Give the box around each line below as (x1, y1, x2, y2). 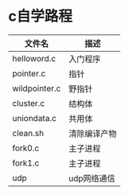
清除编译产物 (68, 128, 117, 139)
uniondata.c (12, 112, 57, 123)
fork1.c (12, 157, 40, 168)
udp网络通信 (68, 173, 115, 184)
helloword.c (12, 53, 57, 64)
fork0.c (12, 142, 40, 154)
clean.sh (12, 127, 45, 138)
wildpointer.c (12, 83, 61, 94)
